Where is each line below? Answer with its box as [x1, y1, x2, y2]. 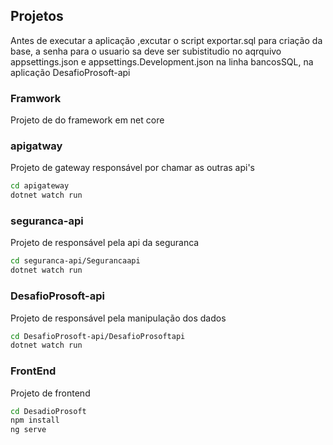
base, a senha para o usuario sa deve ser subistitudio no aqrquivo [10, 45, 282, 57]
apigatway [10, 139, 63, 153]
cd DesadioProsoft [10, 406, 87, 416]
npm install [10, 415, 60, 426]
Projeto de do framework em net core [10, 114, 165, 126]
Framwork [10, 91, 62, 105]
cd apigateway [10, 181, 70, 191]
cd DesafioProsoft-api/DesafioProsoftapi [10, 331, 186, 341]
